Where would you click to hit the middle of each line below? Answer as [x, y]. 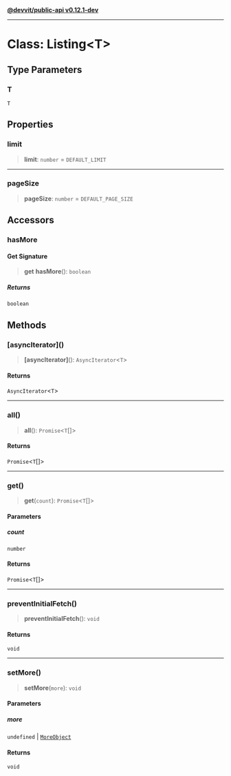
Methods [27, 325]
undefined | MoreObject [39, 737]
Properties [30, 124]
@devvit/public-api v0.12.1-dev [53, 10]
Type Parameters [45, 69]
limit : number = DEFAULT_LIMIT [65, 159]
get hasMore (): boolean [57, 272]
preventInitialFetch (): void [62, 619]
